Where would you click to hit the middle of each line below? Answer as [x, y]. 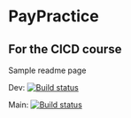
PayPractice [54, 16]
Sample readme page [47, 70]
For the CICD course [65, 49]
